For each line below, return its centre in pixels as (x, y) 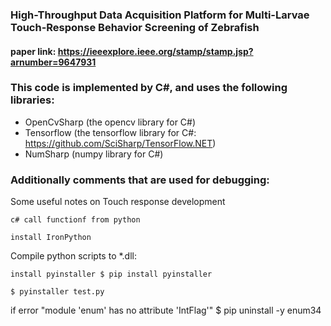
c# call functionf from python (75, 220)
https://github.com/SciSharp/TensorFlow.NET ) (120, 143)
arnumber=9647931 (53, 62)
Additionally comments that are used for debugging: (140, 180)
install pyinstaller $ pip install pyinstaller (111, 274)
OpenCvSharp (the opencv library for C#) (110, 122)
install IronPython (51, 238)
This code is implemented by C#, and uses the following (149, 88)
